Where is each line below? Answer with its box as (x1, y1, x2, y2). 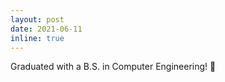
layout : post (10, 14, 65, 25)
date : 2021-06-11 (10, 24, 83, 34)
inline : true (10, 33, 65, 43)
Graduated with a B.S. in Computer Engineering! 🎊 (10, 61, 217, 73)
